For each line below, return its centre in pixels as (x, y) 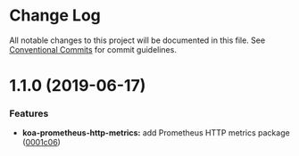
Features (29, 114)
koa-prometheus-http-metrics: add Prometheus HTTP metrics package (156, 133)
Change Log (55, 16)
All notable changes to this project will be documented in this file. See (137, 40)
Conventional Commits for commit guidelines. (93, 49)
